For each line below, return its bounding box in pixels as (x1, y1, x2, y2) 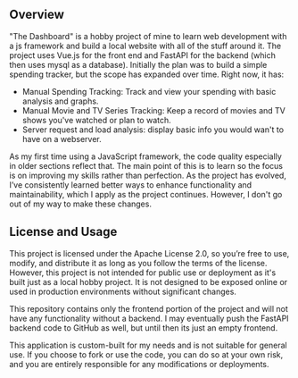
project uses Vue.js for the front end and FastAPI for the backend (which (9, 49, 277, 61)
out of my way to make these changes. (9, 198, 152, 209)
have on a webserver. (21, 133, 102, 144)
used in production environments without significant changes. (9, 286, 236, 297)
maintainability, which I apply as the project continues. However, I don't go (9, 189, 283, 199)
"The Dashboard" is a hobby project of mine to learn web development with (9, 30, 287, 41)
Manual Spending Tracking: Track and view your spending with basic (21, 86, 277, 97)
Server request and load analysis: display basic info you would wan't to (21, 124, 284, 135)
